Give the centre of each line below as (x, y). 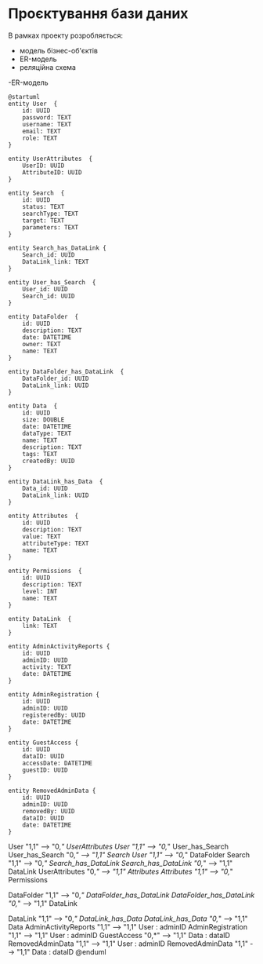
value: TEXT (41, 536)
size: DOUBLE (43, 420)
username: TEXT (47, 124)
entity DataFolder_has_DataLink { (66, 371)
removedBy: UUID (49, 811)
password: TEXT (47, 117)
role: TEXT (40, 138)
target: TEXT (43, 221)
